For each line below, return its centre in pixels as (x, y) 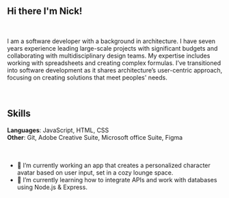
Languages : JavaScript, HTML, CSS (58, 130)
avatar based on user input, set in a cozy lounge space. (95, 172)
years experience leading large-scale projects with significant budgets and (112, 48)
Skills (19, 113)
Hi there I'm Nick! (45, 11)
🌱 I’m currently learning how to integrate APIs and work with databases (117, 180)
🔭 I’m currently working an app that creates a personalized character (113, 165)
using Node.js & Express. (52, 187)
